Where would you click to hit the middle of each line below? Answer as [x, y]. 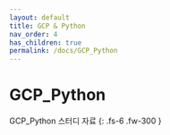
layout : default [39, 17]
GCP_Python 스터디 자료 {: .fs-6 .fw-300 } [85, 121]
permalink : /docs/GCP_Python [64, 51]
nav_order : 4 [34, 34]
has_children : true [46, 42]
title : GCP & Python [48, 26]
